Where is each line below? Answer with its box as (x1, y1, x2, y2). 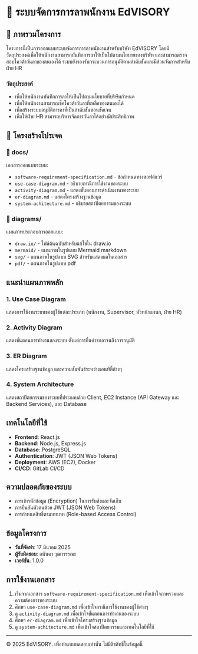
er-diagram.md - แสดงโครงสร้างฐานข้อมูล (14, 193, 101, 200)
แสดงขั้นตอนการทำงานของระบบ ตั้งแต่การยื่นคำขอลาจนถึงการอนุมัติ (6, 337, 135, 344)
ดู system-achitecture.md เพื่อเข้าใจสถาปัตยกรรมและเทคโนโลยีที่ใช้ (14, 623, 154, 630)
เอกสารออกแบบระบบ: (6, 161, 48, 169)
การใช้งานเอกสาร (6, 574, 55, 584)
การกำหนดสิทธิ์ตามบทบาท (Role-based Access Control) (14, 511, 137, 518)
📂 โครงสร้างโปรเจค (6, 130, 62, 140)
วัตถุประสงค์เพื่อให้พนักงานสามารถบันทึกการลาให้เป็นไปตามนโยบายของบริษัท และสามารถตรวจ (6, 51, 187, 58)
